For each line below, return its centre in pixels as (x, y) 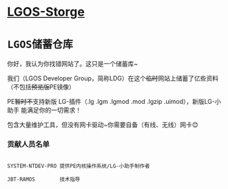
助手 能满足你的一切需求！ (44, 110)
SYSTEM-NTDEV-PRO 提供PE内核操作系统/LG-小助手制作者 (79, 166)
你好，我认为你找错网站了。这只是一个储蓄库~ (73, 64)
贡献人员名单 (29, 144)
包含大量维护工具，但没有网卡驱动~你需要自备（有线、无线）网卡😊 (103, 125)
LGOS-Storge (46, 12)
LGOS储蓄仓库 (40, 45)
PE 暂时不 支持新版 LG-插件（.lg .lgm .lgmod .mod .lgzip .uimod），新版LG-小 (114, 102)
